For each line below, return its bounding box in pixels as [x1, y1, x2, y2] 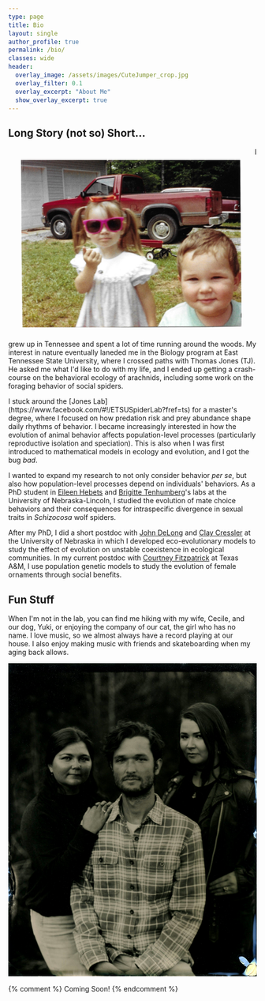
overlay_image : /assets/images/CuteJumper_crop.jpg [15, 71, 189, 79]
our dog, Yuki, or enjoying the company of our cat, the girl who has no [8, 623, 237, 632]
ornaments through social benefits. [8, 570, 122, 580]
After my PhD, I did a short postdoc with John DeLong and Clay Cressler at [8, 528, 251, 537]
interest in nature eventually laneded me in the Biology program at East [8, 348, 238, 357]
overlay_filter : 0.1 [15, 79, 83, 87]
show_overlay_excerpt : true [15, 96, 108, 104]
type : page [8, 13, 44, 21]
